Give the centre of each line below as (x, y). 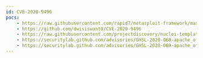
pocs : (12, 18)
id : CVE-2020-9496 (29, 12)
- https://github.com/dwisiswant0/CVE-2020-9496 (79, 29)
